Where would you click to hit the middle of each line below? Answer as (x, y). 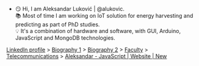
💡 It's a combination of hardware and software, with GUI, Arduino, (98, 31)
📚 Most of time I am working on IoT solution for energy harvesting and (104, 16)
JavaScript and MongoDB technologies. (65, 38)
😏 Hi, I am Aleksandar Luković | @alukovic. (70, 9)
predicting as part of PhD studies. (57, 24)
